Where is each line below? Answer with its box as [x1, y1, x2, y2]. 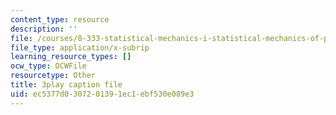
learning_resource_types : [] [10, 52, 132, 62]
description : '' [10, 24, 78, 34]
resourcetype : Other [10, 71, 97, 81]
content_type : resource [10, 14, 110, 25]
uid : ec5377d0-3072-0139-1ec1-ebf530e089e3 [10, 89, 195, 99]
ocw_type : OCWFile [10, 61, 87, 71]
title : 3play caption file [10, 80, 123, 90]
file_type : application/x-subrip [10, 42, 150, 53]
